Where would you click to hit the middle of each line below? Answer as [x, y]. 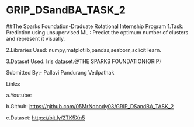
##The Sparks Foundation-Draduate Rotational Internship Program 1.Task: [95, 26]
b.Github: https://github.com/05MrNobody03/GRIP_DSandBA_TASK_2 [90, 106]
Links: [13, 84]
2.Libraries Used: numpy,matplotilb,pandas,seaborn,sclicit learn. [84, 50]
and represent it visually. [36, 38]
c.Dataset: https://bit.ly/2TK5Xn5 [46, 118]
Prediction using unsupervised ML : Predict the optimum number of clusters [97, 32]
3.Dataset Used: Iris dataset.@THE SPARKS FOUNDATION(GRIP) [84, 61]
